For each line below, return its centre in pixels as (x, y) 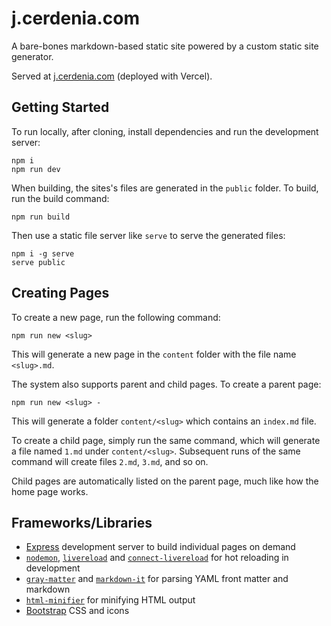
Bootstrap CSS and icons (77, 611)
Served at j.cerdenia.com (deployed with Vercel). (112, 76)
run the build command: (60, 198)
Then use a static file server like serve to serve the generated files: (148, 235)
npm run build (41, 217)
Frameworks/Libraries (82, 522)
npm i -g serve (43, 253)
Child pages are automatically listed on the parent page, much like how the (165, 481)
